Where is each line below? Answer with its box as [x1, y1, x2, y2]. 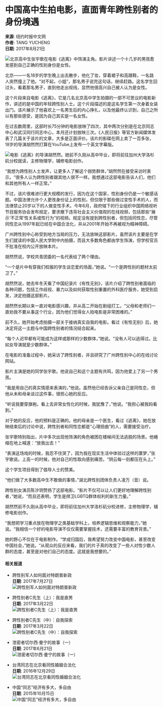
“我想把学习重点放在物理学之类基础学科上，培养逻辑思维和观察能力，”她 [5, 520, 147, 526]
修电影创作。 [5, 510, 31, 515]
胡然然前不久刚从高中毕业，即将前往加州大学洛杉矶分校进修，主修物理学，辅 [5, 503, 158, 510]
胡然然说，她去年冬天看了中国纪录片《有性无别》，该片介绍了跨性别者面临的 [5, 280, 156, 286]
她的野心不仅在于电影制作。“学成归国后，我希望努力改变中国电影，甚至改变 [5, 536, 156, 542]
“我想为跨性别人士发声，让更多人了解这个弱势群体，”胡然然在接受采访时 [5, 168, 147, 174]
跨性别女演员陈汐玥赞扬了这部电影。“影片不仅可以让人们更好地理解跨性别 [5, 487, 152, 493]
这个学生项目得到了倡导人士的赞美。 [5, 466, 78, 472]
